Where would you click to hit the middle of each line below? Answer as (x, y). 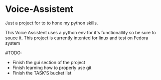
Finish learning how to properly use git (52, 68)
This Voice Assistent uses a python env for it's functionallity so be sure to (80, 32)
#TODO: (14, 53)
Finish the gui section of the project (49, 62)
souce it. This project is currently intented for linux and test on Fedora (77, 38)
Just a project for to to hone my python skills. (52, 23)
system (13, 43)
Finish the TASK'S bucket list (42, 73)
